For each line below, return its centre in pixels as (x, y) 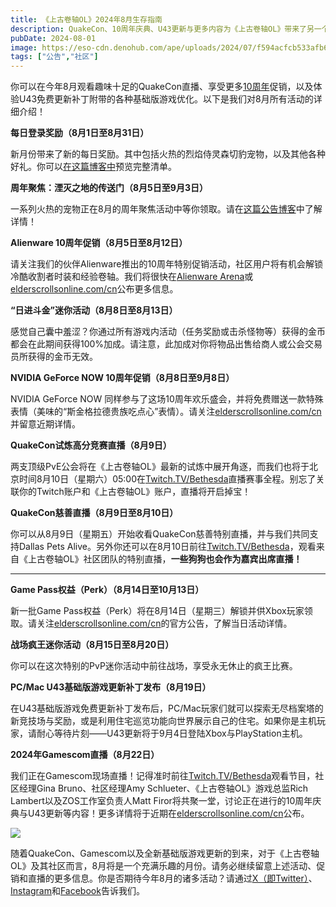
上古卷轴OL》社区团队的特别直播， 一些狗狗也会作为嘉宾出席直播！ (165, 559)
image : (24, 47)
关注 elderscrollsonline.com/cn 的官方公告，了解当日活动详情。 (164, 623)
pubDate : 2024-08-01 (53, 38)
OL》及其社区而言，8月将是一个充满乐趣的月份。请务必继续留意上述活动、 (163, 866)
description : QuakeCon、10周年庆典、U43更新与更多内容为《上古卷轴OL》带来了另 (162, 29)
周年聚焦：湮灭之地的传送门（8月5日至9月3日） (109, 188)
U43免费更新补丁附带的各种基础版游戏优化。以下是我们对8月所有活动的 (166, 99)
